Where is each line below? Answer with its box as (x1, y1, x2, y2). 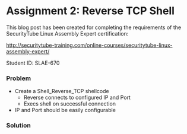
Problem (6, 74, 31, 82)
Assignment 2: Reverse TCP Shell (6, 4, 175, 18)
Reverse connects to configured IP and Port (23, 94, 131, 101)
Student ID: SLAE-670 (6, 59, 60, 66)
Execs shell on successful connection (23, 100, 116, 107)
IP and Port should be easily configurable (14, 107, 116, 114)
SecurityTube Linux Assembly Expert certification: (6, 30, 129, 37)
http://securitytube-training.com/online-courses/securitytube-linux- (6, 42, 173, 49)
